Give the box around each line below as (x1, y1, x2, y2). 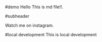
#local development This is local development (5, 32, 97, 37)
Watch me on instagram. (5, 22, 54, 28)
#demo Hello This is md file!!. (5, 4, 64, 10)
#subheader (5, 13, 30, 19)
